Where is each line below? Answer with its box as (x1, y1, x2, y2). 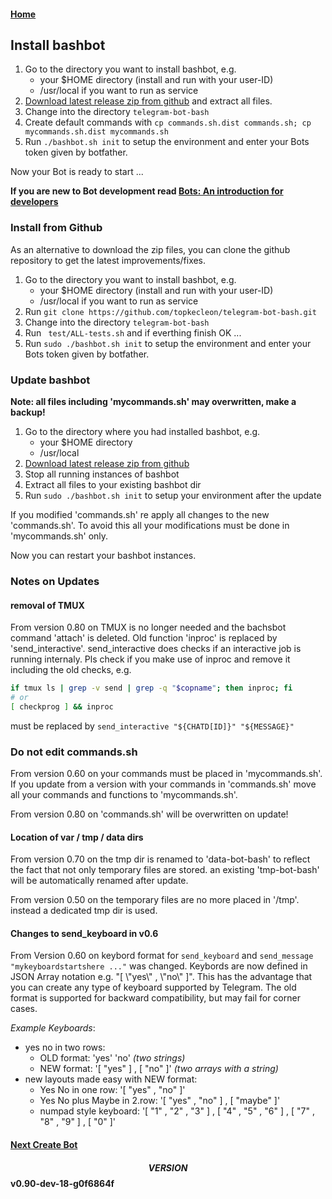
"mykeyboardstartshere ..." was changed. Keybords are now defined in (10, 960, 308, 972)
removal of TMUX (10, 599, 85, 611)
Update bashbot (10, 373, 91, 387)
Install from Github (10, 221, 103, 235)
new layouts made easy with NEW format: (24, 1073, 198, 1085)
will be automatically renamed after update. (10, 875, 189, 887)
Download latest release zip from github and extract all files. (24, 95, 273, 107)
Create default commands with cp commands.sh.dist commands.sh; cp (24, 116, 312, 129)
